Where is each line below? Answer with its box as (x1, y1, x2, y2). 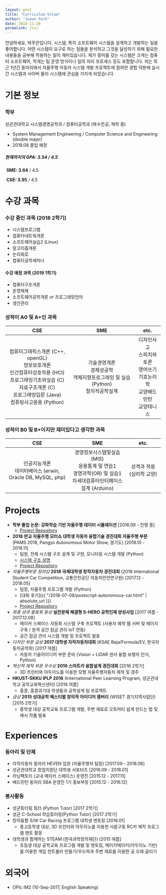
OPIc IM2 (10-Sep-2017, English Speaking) (12, 884, 99, 890)
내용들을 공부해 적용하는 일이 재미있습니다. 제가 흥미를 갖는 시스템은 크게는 (5, 52, 149, 58)
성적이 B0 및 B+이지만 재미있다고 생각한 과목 (5, 426, 105, 433)
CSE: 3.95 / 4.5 (6, 177, 38, 183)
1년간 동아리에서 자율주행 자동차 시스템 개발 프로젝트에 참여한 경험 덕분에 (10, 65, 151, 71)
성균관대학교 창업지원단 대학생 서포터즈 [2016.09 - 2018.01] (12, 767, 128, 773)
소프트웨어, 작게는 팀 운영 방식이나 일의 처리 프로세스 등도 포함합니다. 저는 (10, 58, 153, 64)
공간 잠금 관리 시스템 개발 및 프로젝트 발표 (19, 633, 100, 639)
